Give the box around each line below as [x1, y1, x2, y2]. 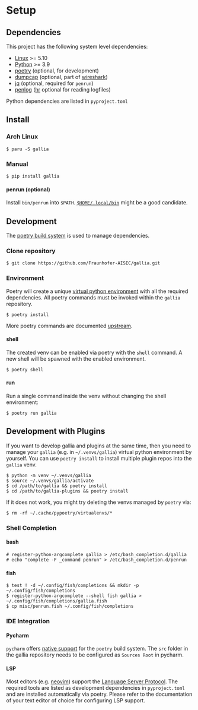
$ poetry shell [6, 367, 44, 373]
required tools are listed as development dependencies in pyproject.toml [6, 684, 185, 692]
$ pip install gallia [6, 173, 60, 179]
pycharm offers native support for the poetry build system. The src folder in [6, 645, 189, 652]
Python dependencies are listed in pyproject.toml [6, 97, 129, 105]
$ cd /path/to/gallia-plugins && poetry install [6, 488, 129, 494]
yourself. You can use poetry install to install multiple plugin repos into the [6, 455, 192, 462]
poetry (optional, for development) [14, 67, 99, 74]
